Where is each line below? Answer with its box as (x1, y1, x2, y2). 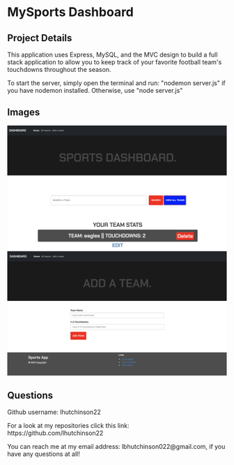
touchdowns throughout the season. (7, 66, 111, 73)
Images (7, 106, 40, 119)
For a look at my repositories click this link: (7, 422, 130, 430)
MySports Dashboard (7, 4, 134, 20)
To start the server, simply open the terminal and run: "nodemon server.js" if (7, 79, 226, 87)
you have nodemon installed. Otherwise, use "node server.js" (7, 87, 183, 94)
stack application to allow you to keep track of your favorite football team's (7, 58, 222, 66)
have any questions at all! (7, 450, 80, 458)
